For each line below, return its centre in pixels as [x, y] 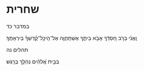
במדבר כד [18, 26]
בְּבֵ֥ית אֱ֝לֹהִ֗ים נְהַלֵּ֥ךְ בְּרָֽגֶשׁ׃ [33, 61]
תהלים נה [17, 49]
